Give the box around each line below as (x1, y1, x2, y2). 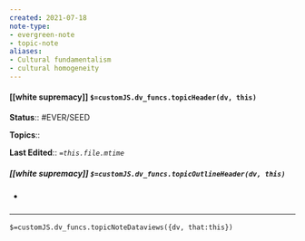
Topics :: (9, 130, 41, 140)
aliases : (9, 47, 43, 56)
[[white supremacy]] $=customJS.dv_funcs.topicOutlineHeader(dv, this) (9, 168, 286, 178)
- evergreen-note (9, 30, 75, 39)
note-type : (9, 22, 51, 31)
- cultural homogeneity (9, 64, 100, 73)
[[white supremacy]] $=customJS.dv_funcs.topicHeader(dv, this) (9, 92, 257, 102)
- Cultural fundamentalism (9, 55, 112, 64)
